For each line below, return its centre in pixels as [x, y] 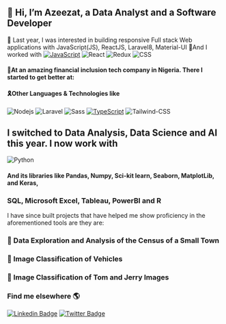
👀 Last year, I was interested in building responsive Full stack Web [100, 40]
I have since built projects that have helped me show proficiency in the [107, 216]
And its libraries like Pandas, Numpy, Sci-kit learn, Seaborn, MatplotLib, [111, 176]
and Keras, [23, 183]
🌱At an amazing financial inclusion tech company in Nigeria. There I [105, 70]
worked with [25, 54]
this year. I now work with [62, 144]
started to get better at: [41, 77]
